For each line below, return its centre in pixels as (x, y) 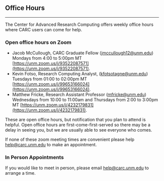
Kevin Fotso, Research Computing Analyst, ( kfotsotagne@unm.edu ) (80, 74)
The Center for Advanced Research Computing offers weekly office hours (79, 24)
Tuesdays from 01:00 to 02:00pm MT (50, 79)
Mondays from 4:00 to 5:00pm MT (47, 58)
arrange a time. (20, 173)
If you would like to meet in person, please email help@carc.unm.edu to (77, 168)
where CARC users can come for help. (44, 29)
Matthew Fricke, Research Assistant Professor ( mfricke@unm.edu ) (79, 94)
